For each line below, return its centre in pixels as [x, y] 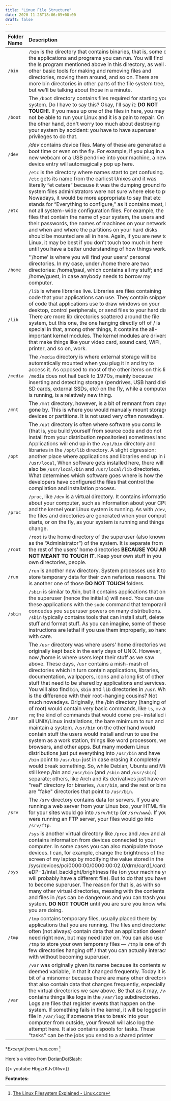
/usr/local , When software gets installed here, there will [96, 463]
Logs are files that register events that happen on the [92, 1003]
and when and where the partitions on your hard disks [93, 230]
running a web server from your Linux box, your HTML [93, 806]
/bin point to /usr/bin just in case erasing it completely [95, 760]
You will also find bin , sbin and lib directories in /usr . [93, 689]
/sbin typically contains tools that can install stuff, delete [96, 617]
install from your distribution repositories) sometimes [92, 437]
